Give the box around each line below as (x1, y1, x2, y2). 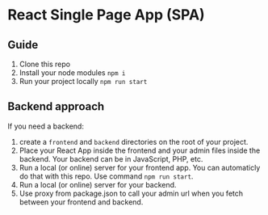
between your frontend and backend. (19, 196, 144, 207)
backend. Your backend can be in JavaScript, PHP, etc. (19, 154, 203, 163)
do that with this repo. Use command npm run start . (19, 171, 194, 181)
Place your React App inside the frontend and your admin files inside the (19, 145, 261, 155)
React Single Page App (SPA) (7, 6, 205, 24)
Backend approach (7, 99, 105, 114)
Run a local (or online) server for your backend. (19, 179, 177, 189)
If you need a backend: (7, 121, 84, 131)
